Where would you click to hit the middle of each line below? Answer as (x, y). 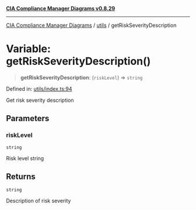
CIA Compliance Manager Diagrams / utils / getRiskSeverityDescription (91, 25)
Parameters (28, 118)
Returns (21, 177)
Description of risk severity (38, 201)
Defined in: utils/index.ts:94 (39, 89)
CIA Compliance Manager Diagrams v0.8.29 (61, 8)
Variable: (29, 49)
